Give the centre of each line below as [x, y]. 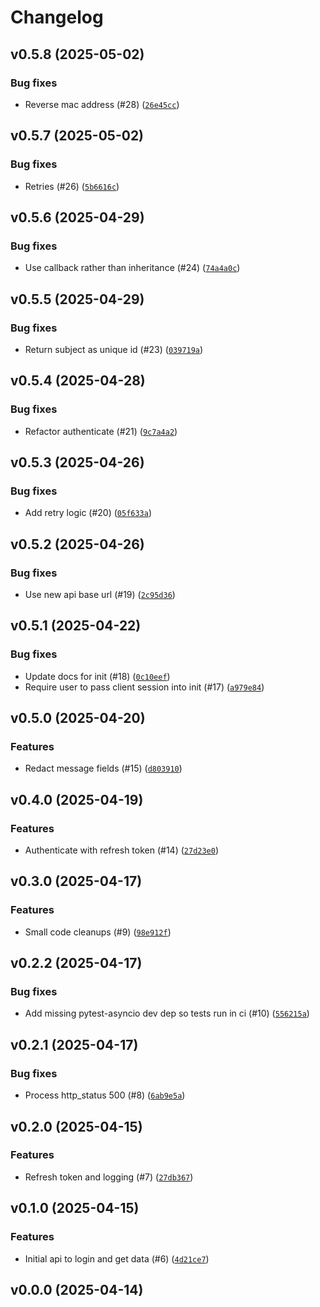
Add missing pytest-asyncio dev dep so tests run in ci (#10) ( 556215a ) [167, 1013]
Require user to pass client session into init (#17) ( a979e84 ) [144, 687]
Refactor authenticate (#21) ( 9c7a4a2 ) [101, 431]
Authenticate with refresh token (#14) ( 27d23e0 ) [122, 850]
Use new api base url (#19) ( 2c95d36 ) [100, 594]
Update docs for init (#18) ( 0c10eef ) [97, 676]
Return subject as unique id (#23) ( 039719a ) [114, 349]
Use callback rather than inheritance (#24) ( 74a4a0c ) [132, 268]
